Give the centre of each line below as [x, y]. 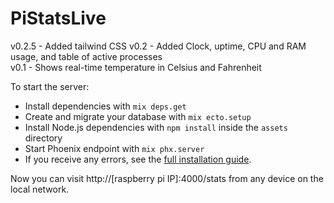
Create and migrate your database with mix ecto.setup [138, 116]
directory [43, 138]
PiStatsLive [58, 18]
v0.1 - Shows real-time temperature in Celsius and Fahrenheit [136, 67]
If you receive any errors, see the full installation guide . [138, 159]
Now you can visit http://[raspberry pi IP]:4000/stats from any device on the [167, 178]
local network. [40, 189]
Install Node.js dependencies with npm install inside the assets [156, 127]
